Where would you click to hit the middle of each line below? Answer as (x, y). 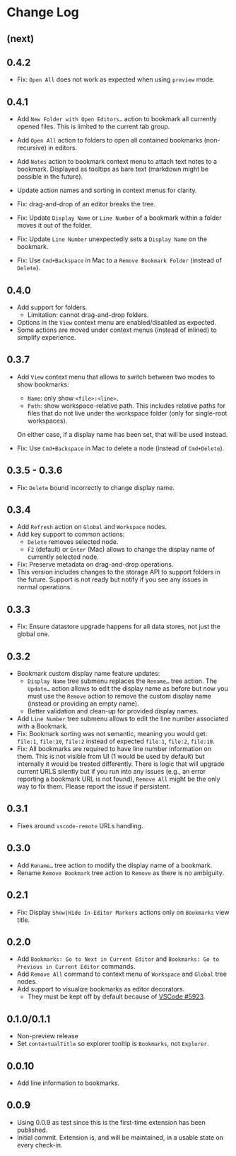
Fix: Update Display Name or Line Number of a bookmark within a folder (119, 218)
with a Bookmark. (42, 726)
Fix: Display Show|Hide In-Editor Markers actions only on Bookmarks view (123, 912)
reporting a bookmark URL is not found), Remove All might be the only (118, 779)
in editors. (63, 148)
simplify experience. (46, 338)
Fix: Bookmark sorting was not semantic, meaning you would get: (112, 734)
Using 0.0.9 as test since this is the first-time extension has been (111, 1122)
